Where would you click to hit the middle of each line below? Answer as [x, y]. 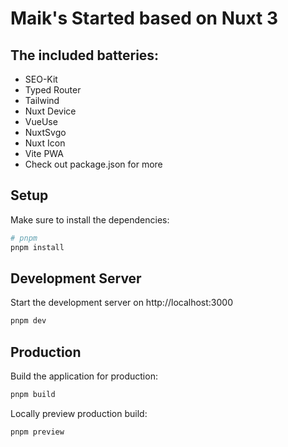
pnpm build [33, 395]
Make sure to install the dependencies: [90, 219]
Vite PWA [44, 153]
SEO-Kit [41, 79]
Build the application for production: [84, 376]
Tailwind [42, 100]
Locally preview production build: [79, 413]
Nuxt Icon [45, 143]
